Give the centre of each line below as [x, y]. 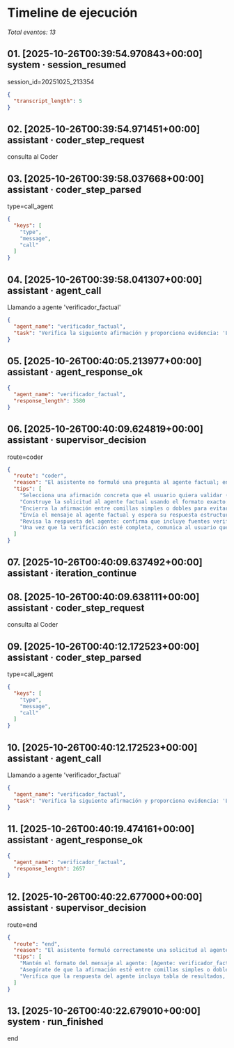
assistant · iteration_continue [72, 573]
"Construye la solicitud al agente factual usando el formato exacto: [124, 502]
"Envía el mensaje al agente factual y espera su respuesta [109, 515]
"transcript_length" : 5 [48, 101]
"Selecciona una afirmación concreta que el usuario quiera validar [121, 496]
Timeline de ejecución [72, 13]
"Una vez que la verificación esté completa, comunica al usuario [118, 528]
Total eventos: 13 [32, 32]
